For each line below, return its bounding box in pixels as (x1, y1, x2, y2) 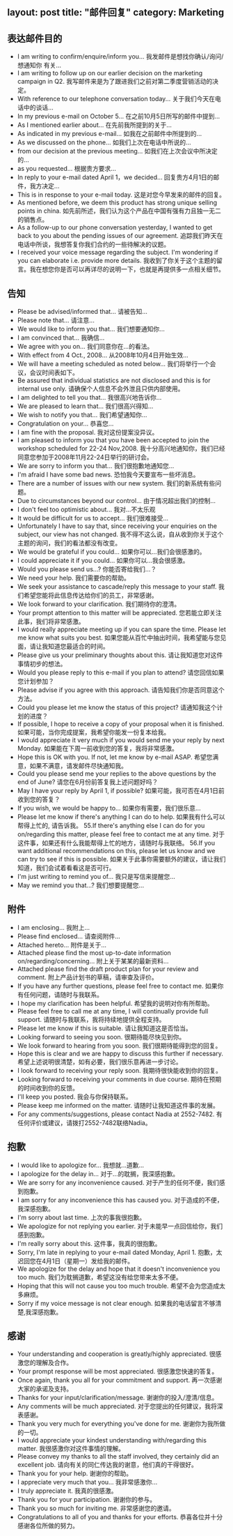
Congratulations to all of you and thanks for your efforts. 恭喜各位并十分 (17, 1513, 223, 1521)
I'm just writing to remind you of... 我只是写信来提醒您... (17, 873, 176, 881)
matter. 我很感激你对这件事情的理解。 (17, 1445, 125, 1453)
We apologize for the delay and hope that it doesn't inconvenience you (17, 1265, 220, 1273)
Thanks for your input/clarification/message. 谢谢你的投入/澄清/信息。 (17, 1394, 218, 1402)
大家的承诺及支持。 (17, 1385, 73, 1393)
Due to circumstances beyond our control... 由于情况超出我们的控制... (17, 497, 216, 505)
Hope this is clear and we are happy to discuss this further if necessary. (17, 1049, 224, 1057)
